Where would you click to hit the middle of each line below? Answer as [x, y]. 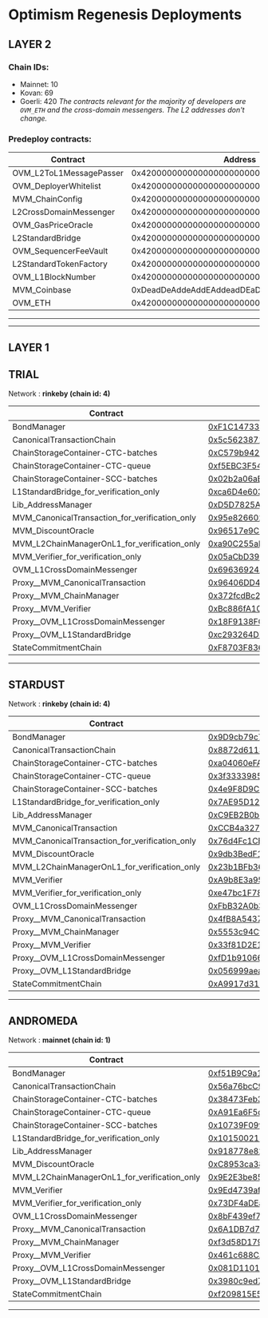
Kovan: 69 [37, 93]
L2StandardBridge [47, 238]
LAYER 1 [29, 347]
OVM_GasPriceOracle [53, 225]
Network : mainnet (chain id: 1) [60, 1040]
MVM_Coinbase [42, 290]
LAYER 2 [30, 44]
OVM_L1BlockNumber [54, 277]
